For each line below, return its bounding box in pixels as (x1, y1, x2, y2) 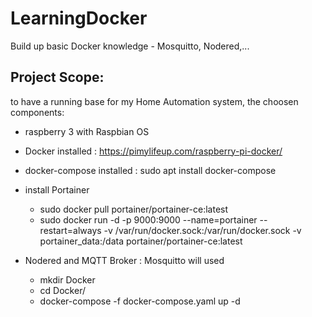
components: (10, 106, 65, 118)
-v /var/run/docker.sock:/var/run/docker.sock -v (103, 224, 302, 236)
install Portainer (24, 183, 90, 196)
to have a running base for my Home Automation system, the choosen (10, 95, 299, 107)
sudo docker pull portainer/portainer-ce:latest (39, 203, 229, 215)
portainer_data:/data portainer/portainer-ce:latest (39, 235, 243, 247)
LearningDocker (10, 7, 148, 30)
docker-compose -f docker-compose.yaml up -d (39, 295, 241, 307)
